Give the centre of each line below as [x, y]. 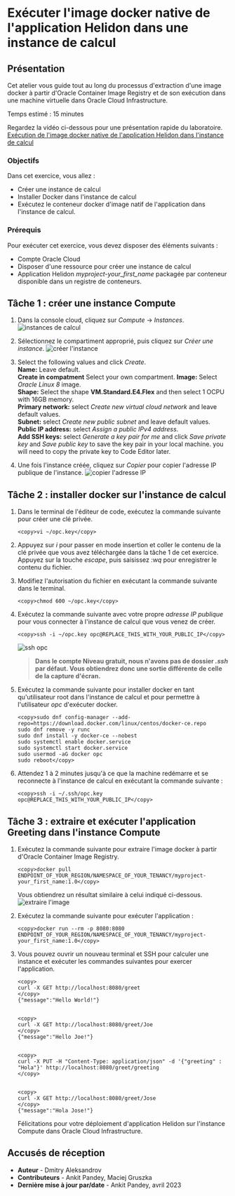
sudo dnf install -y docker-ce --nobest [77, 736]
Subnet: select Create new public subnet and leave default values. [114, 422]
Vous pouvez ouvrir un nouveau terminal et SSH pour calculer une [113, 954]
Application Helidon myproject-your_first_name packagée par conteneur [122, 274]
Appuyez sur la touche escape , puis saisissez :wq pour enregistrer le [117, 560]
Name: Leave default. [49, 370]
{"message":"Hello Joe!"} [55, 1037]
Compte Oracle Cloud [49, 259]
